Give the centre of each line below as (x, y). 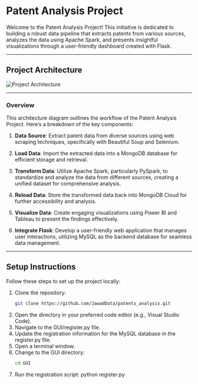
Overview (20, 105)
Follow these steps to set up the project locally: (63, 281)
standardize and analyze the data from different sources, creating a (96, 178)
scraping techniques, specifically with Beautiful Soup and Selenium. (97, 142)
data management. (37, 243)
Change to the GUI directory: (49, 352)
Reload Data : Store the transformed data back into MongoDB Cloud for (101, 195)
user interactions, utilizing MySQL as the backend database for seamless (103, 237)
